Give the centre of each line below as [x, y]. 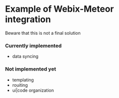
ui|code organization [33, 90]
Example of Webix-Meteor [59, 9]
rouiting [20, 85]
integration [28, 19]
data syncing [25, 56]
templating [23, 80]
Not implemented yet [31, 69]
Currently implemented [34, 46]
